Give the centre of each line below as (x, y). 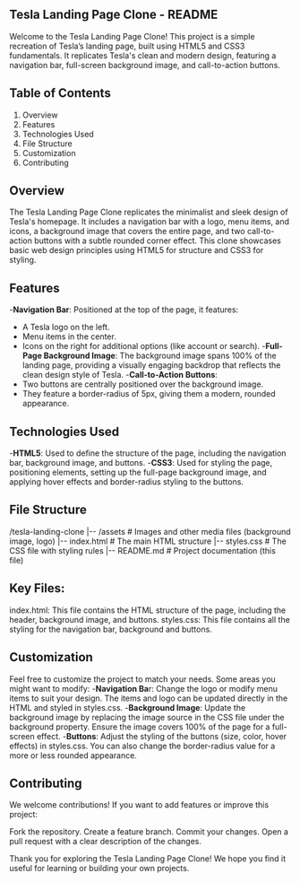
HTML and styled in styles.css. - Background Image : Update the (128, 707)
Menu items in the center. (69, 336)
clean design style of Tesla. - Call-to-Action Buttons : (120, 375)
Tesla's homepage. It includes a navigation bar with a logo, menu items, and (149, 222)
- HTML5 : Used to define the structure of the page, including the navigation (148, 453)
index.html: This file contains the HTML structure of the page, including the (148, 610)
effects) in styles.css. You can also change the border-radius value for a (142, 746)
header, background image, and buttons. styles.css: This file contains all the (150, 619)
